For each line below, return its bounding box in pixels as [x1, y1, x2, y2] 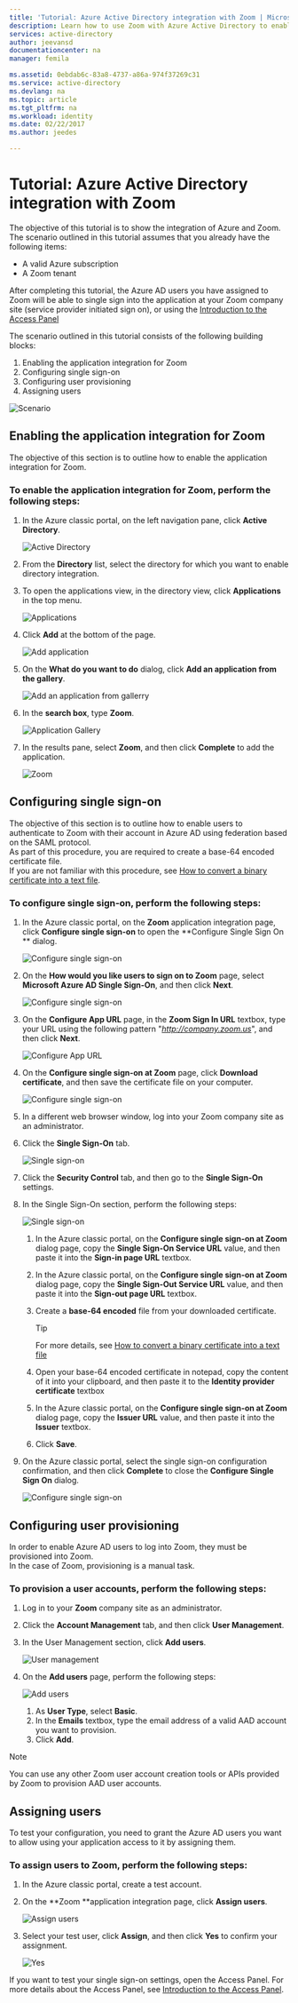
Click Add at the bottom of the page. [21, 630, 156, 640]
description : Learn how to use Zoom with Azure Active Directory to [9, 21, 268, 30]
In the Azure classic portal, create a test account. [21, 1880, 202, 1890]
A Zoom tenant [21, 267, 77, 278]
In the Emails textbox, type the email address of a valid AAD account [35, 1715, 286, 1726]
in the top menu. [21, 595, 82, 606]
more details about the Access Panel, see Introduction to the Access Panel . [9, 1984, 284, 1995]
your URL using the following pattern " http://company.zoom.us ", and [21, 1023, 273, 1035]
